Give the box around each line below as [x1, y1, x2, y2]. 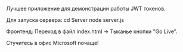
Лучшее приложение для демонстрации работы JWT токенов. [6, 5, 166, 12]
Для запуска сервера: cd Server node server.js [6, 17, 124, 23]
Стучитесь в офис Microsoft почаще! [6, 40, 100, 46]
